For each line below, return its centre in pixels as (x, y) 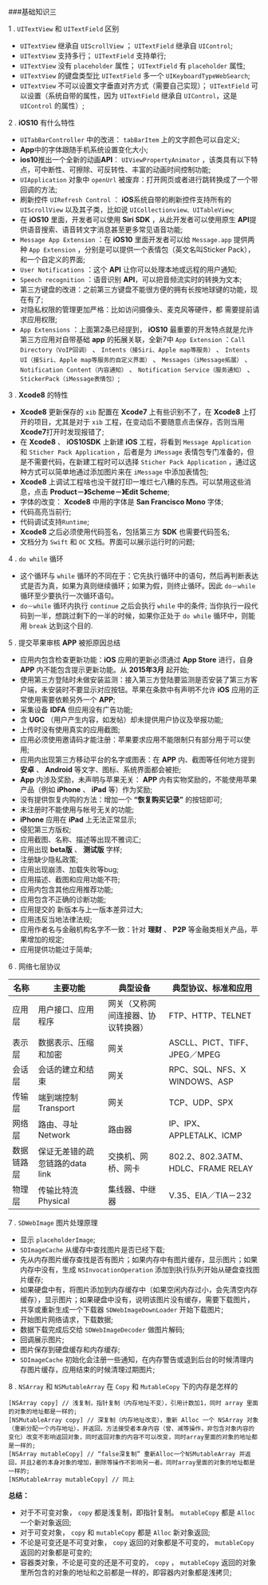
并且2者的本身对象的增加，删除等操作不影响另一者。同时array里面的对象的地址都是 (137, 1463)
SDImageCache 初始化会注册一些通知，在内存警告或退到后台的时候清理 (133, 1360)
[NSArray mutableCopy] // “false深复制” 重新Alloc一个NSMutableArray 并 (127, 1454)
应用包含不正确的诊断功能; (63, 899)
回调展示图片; (42, 1340)
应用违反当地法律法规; (56, 919)
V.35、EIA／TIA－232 (210, 1195)
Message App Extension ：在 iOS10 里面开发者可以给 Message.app (126, 239)
